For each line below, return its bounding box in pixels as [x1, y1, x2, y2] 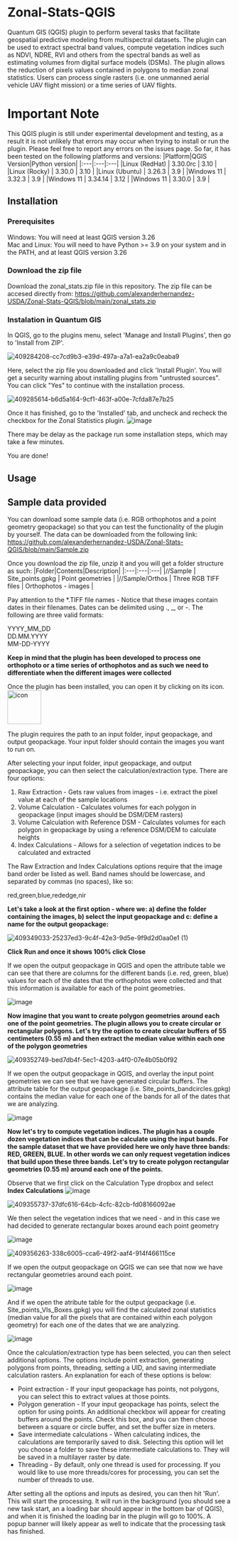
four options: [7, 774, 45, 783]
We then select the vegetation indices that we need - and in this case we [7, 1214, 220, 1223]
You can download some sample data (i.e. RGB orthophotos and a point [7, 515, 217, 524]
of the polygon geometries [7, 1042, 87, 1051]
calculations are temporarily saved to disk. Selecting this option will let [17, 1438, 224, 1446]
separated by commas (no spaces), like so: [7, 877, 134, 886]
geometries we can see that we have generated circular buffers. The [7, 1077, 208, 1085]
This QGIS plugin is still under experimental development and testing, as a [7, 129, 224, 137]
